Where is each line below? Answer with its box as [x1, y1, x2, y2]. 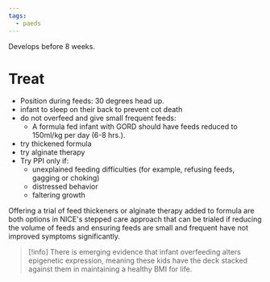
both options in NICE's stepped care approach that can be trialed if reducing [8, 214, 262, 224]
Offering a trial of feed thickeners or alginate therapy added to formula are [8, 206, 255, 216]
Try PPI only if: [19, 156, 69, 166]
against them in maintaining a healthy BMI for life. [27, 264, 193, 274]
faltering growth [31, 190, 86, 200]
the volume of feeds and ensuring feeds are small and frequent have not [8, 223, 248, 233]
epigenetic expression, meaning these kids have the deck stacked [27, 255, 248, 266]
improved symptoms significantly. [8, 231, 121, 242]
